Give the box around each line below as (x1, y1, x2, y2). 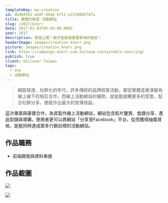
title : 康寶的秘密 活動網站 (5, 17, 57, 22)
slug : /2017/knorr (5, 21, 44, 27)
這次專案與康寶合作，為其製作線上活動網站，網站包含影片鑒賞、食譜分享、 (5, 110, 159, 116)
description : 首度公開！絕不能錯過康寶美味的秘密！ (5, 36, 102, 41)
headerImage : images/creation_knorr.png (5, 40, 91, 45)
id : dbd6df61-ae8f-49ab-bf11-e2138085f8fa (5, 12, 95, 17)
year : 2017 (5, 31, 28, 36)
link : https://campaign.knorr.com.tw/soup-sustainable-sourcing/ (5, 49, 144, 54)
